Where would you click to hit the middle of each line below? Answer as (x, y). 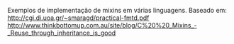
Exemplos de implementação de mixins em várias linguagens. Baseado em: (117, 10)
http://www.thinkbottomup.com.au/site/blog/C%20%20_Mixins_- (102, 25)
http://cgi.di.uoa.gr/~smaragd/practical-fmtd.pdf (78, 18)
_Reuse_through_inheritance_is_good (62, 33)
